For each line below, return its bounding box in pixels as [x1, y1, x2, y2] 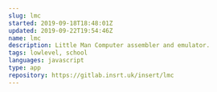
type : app [8, 64, 42, 72]
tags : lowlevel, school [8, 49, 88, 57]
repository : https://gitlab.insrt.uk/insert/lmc [8, 71, 174, 79]
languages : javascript [8, 57, 84, 65]
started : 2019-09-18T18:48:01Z [8, 19, 113, 27]
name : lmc [8, 34, 42, 42]
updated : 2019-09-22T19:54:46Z [8, 26, 113, 34]
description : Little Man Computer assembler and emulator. [8, 42, 211, 50]
